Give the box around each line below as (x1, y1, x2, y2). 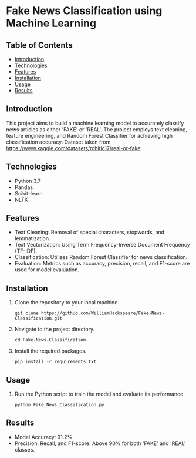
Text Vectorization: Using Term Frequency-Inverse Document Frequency (14, 241, 190, 248)
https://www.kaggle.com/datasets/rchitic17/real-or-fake (6, 144, 141, 151)
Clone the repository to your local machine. (14, 299, 119, 306)
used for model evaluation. (14, 266, 79, 273)
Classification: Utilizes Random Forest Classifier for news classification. (14, 254, 188, 261)
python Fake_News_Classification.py (14, 402, 104, 408)
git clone (14, 310, 39, 316)
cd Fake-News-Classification (14, 337, 86, 343)
